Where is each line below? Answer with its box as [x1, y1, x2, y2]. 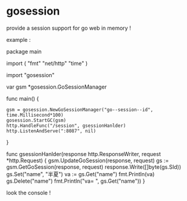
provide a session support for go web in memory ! [6, 24, 132, 32]
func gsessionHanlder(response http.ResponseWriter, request [6, 150, 161, 157]
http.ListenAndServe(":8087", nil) [6, 128, 97, 134]
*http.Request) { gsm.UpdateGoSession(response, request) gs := [6, 157, 169, 164]
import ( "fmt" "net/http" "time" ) [6, 60, 88, 67]
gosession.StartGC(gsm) [6, 117, 67, 123]
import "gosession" [6, 71, 55, 78]
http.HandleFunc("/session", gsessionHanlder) [6, 123, 126, 129]
